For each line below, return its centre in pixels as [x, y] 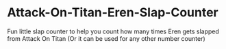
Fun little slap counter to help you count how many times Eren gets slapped [113, 31]
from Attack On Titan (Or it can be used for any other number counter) [106, 38]
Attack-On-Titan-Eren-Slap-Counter [113, 13]
